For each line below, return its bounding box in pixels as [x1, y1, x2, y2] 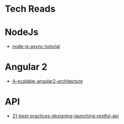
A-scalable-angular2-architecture [12, 78, 83, 84]
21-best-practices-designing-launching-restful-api [12, 113, 119, 119]
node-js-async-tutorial [12, 43, 60, 49]
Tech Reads [5, 3, 56, 15]
